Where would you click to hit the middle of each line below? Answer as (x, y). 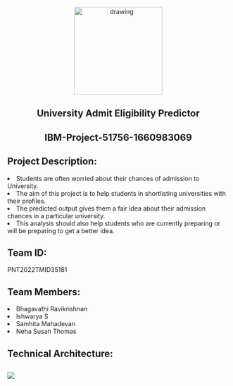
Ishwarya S (32, 316)
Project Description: (52, 162)
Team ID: (27, 253)
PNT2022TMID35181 (37, 270)
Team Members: (44, 292)
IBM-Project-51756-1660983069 (118, 137)
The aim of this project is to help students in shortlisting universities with (121, 193)
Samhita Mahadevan (46, 324)
